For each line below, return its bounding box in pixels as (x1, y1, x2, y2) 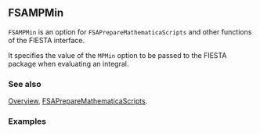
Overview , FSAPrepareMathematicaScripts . (8, 96, 148, 106)
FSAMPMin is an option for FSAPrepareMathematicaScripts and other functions (8, 27, 252, 36)
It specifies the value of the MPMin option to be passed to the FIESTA (8, 50, 227, 60)
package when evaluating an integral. (8, 59, 129, 68)
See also (8, 78, 42, 89)
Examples (8, 115, 47, 126)
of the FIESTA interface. (8, 35, 85, 45)
